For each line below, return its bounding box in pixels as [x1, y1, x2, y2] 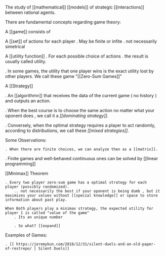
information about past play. [5, 197, 68, 202]
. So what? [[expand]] [14, 223, 61, 228]
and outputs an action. [5, 98, 51, 104]
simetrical [5, 44, 25, 49]
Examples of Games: [5, 232, 47, 238]
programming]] [5, 161, 36, 167]
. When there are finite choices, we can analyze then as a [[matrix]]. [5, 147, 158, 152]
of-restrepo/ [5, 246, 32, 251]
